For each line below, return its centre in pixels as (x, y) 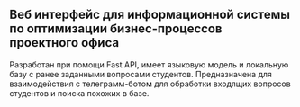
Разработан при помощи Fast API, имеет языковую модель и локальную (149, 64)
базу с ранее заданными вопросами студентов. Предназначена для (141, 74)
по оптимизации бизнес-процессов (116, 29)
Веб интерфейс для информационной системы (150, 15)
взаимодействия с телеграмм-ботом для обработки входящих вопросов (150, 84)
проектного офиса (64, 43)
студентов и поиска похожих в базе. (79, 93)
